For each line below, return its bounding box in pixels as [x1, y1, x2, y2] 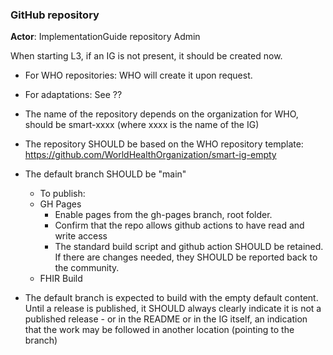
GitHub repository [10, 8, 100, 22]
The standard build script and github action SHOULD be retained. [54, 241, 324, 253]
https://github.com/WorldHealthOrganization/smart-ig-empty [24, 149, 277, 161]
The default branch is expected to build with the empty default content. [24, 292, 319, 304]
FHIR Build [39, 273, 83, 285]
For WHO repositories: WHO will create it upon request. [24, 69, 253, 82]
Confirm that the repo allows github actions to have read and [54, 219, 305, 232]
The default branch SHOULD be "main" [24, 168, 187, 180]
